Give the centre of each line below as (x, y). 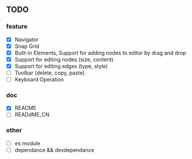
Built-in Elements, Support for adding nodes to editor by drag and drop (100, 53)
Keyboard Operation (39, 80)
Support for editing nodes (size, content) (64, 59)
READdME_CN (32, 115)
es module (27, 143)
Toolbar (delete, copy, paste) (49, 73)
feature (17, 27)
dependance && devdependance (54, 150)
